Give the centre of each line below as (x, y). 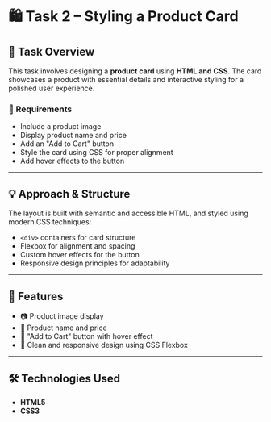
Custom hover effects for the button (79, 255)
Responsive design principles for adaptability (95, 263)
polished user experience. (52, 88)
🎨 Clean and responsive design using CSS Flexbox (104, 345)
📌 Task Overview (52, 51)
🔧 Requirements (40, 109)
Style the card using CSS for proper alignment (96, 153)
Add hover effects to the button (72, 161)
